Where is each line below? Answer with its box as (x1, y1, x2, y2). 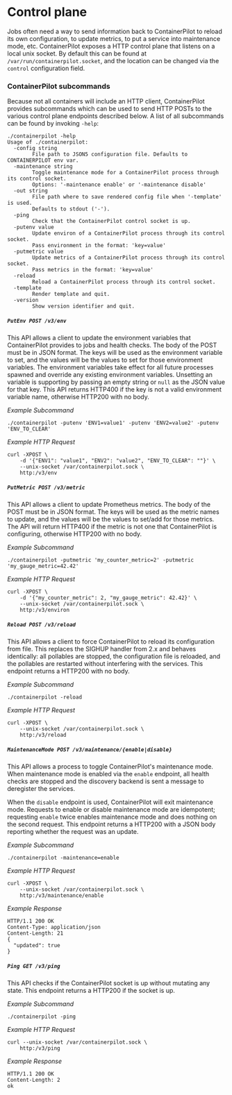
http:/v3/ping (19, 1045, 60, 1052)
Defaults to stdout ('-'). (32, 206, 110, 212)
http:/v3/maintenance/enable (19, 892, 104, 899)
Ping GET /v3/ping (7, 962, 60, 969)
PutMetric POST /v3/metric (7, 484, 85, 491)
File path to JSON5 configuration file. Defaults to (32, 151, 188, 158)
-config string (13, 145, 58, 152)
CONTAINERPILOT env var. (7, 157, 79, 164)
